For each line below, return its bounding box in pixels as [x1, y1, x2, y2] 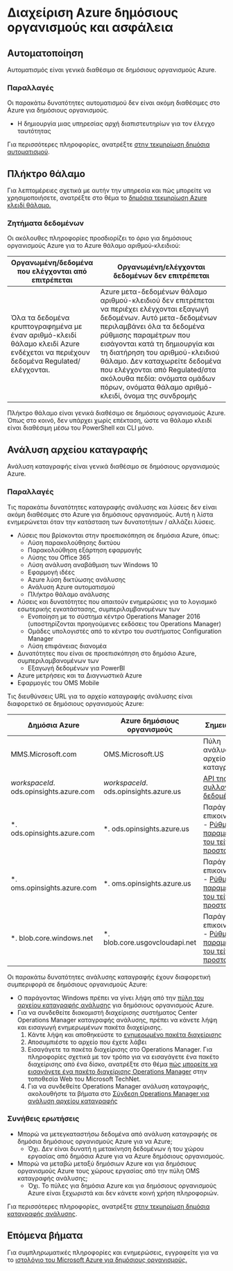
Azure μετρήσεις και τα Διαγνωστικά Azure [17, 671, 142, 680]
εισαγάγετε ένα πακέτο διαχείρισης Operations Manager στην [27, 1067, 207, 1075]
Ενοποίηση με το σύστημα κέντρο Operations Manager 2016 [27, 612, 201, 621]
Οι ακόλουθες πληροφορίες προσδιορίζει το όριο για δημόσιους [7, 234, 193, 242]
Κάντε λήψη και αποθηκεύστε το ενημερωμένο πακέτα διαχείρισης [27, 1030, 222, 1038]
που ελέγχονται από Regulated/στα [100, 365, 216, 375]
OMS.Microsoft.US [103, 749, 164, 759]
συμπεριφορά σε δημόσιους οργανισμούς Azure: [7, 980, 148, 988]
